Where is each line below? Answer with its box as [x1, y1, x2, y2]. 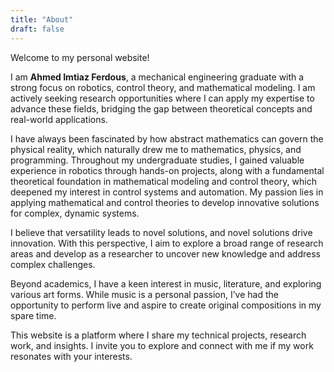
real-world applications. [10, 113, 108, 125]
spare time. [10, 309, 57, 321]
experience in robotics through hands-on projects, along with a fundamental [10, 164, 325, 176]
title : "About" [10, 14, 74, 25]
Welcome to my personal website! [10, 51, 150, 63]
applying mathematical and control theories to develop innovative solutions [10, 196, 320, 208]
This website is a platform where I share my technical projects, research [10, 329, 307, 341]
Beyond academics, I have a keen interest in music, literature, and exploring [10, 277, 322, 290]
